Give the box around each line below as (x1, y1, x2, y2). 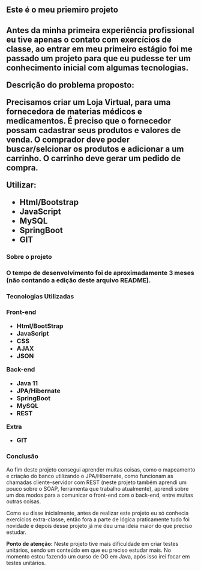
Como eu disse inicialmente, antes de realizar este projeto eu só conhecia (6, 509, 189, 516)
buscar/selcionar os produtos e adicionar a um (6, 144, 184, 154)
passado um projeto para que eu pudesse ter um (6, 53, 191, 64)
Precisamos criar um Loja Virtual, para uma (6, 97, 171, 107)
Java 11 (16, 379, 38, 387)
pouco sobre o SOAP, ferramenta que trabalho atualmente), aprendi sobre (6, 485, 189, 492)
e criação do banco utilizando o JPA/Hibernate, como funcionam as (6, 472, 173, 479)
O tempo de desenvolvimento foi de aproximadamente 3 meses (6, 268, 194, 277)
